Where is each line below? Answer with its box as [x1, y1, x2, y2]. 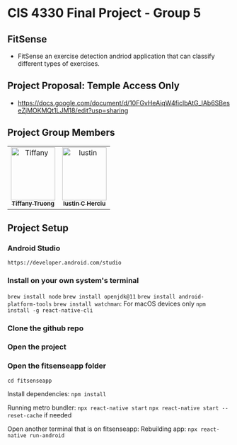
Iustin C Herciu [62, 200, 106, 208]
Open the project [7, 342, 67, 352]
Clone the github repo [7, 323, 83, 333]
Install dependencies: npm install [7, 389, 107, 398]
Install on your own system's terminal [7, 276, 139, 286]
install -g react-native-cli [7, 306, 93, 314]
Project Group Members [7, 127, 115, 139]
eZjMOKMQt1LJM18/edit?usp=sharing [17, 106, 129, 115]
